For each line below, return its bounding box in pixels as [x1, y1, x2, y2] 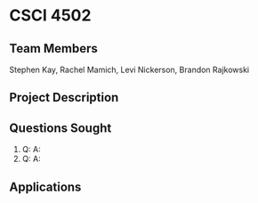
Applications [9, 179, 82, 194]
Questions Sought [9, 120, 112, 135]
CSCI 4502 [9, 5, 92, 26]
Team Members [9, 41, 98, 56]
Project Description [9, 90, 119, 105]
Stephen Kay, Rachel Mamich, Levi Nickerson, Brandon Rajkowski [9, 64, 250, 75]
